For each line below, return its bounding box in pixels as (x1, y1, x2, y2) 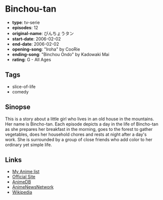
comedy (12, 89, 29, 94)
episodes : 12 (12, 24, 38, 30)
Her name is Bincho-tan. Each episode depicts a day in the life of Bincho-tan (5, 121, 159, 127)
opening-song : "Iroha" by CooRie (12, 46, 80, 52)
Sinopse (5, 103, 31, 111)
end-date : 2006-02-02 (12, 41, 59, 47)
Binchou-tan (5, 3, 57, 15)
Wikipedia (12, 189, 33, 195)
